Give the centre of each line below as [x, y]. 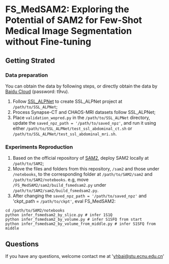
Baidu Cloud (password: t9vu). [37, 91]
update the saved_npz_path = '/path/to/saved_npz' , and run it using [84, 123]
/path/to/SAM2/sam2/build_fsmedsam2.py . [55, 190]
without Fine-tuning [48, 42]
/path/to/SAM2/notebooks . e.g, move [51, 180]
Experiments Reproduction [39, 147]
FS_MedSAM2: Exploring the [67, 9]
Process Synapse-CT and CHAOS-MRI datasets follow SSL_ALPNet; [84, 112]
